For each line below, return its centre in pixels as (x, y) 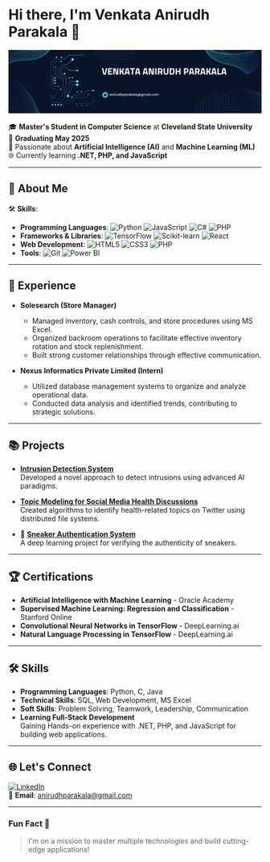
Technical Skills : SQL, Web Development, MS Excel (105, 700)
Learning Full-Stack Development (77, 717)
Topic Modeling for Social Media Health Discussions (109, 501)
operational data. (60, 394)
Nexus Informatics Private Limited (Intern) (92, 370)
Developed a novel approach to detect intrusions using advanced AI (132, 477)
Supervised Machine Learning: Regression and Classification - (127, 608)
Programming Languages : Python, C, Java (91, 691)
